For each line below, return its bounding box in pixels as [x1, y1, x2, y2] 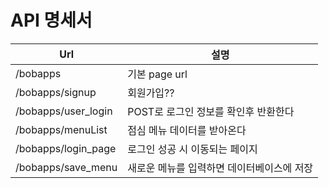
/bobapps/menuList [15, 122, 108, 136]
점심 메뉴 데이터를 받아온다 [127, 123, 247, 137]
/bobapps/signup [15, 85, 97, 99]
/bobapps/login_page [15, 141, 117, 155]
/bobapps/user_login [15, 104, 113, 118]
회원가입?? [127, 86, 175, 100]
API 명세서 [10, 9, 93, 32]
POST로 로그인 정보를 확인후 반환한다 [127, 104, 295, 118]
